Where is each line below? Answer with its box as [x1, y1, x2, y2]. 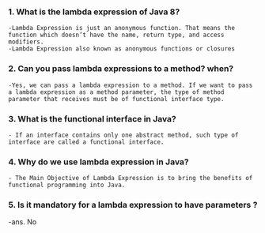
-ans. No [8, 217, 37, 227]
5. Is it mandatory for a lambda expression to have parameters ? [8, 200, 258, 211]
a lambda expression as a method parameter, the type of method [8, 88, 225, 96]
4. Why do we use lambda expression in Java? [8, 156, 189, 167]
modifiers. [8, 38, 44, 46]
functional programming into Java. [8, 181, 126, 190]
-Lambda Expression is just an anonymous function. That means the [8, 24, 236, 32]
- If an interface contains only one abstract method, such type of [8, 131, 239, 139]
